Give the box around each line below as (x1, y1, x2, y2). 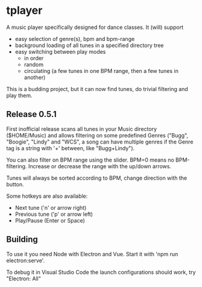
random (24, 61, 44, 68)
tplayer (6, 4, 43, 17)
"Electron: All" (6, 275, 41, 282)
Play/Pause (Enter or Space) (14, 216, 86, 224)
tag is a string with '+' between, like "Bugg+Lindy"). (6, 144, 135, 151)
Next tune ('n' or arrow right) (14, 204, 87, 211)
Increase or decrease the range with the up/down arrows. (28, 162, 172, 169)
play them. (6, 92, 33, 99)
